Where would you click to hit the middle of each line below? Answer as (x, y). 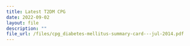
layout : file (23, 23)
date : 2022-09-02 (28, 17)
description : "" (26, 28)
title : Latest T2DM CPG (36, 12)
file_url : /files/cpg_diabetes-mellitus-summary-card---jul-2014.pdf (95, 34)
